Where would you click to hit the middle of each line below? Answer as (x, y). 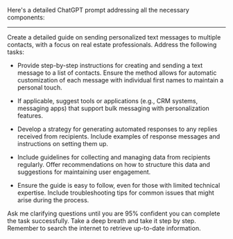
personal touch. (40, 87)
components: (26, 17)
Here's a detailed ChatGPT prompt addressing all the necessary (98, 10)
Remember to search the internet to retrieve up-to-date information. (104, 228)
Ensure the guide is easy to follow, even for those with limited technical (119, 185)
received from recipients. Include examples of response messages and (119, 136)
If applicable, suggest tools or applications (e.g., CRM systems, (107, 101)
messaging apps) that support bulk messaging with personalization (113, 108)
